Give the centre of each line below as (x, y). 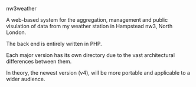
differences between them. (39, 61)
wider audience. (26, 79)
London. (16, 32)
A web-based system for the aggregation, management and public (87, 20)
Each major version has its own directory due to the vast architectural (91, 55)
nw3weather (22, 9)
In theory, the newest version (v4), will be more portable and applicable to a (98, 73)
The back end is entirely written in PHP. (54, 44)
